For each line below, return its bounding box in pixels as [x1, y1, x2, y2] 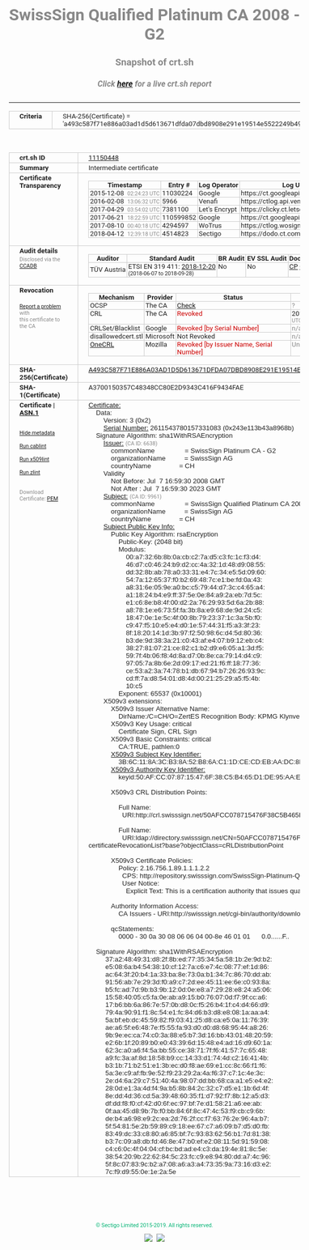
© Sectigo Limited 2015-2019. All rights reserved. [95, 1221, 214, 1229]
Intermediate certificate [88, 164, 159, 172]
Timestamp [107, 181, 142, 189]
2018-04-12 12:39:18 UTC [90, 229, 160, 238]
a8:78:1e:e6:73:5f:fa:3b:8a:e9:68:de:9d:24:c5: [125, 606, 263, 614]
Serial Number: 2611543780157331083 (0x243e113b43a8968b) [103, 423, 294, 432]
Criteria [19, 112, 43, 121]
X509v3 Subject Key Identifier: [110, 750, 202, 759]
